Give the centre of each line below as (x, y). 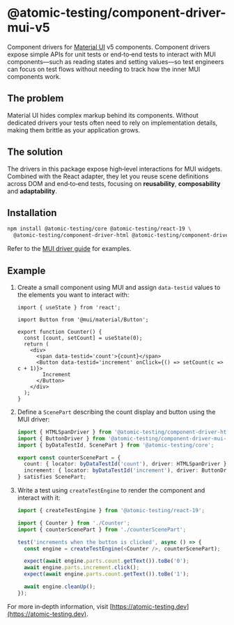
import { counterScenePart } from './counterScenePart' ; (102, 530)
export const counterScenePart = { (69, 458)
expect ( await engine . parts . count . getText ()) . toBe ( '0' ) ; (107, 561)
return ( (37, 344)
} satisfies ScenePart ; (52, 477)
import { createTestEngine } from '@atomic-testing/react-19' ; (111, 511)
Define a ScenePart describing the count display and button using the (116, 412)
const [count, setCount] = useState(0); (83, 338)
